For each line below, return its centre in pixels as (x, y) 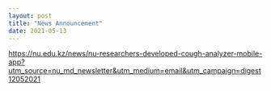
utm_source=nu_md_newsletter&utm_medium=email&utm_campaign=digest (135, 71)
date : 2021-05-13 (38, 31)
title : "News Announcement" (56, 23)
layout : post (30, 16)
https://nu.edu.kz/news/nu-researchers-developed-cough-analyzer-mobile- (135, 54)
